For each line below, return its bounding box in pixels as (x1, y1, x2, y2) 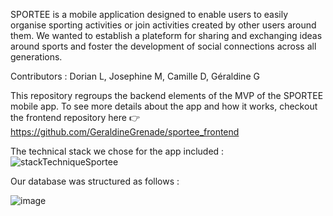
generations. (10, 51, 63, 63)
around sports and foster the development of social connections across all (10, 40, 317, 52)
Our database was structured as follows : (10, 175, 180, 187)
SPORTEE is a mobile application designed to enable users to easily (10, 9, 289, 20)
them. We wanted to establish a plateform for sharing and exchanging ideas (10, 30, 323, 41)
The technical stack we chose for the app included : (10, 145, 225, 157)
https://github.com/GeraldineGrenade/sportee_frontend (10, 126, 240, 138)
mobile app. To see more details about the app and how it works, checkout (10, 100, 318, 112)
